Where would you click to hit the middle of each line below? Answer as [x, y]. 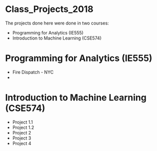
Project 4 [22, 143]
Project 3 [22, 138]
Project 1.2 [23, 127]
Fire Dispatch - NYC [33, 72]
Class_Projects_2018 [49, 9]
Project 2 [22, 132]
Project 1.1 [23, 122]
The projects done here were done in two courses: [57, 23]
